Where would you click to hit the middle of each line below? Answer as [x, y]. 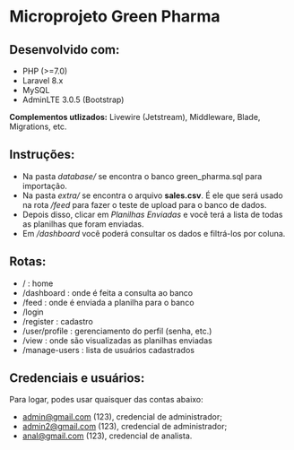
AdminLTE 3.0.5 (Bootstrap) [73, 100]
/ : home [38, 283]
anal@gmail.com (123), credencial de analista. [107, 436]
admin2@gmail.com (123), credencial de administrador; [125, 427]
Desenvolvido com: [65, 50]
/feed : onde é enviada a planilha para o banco [108, 302]
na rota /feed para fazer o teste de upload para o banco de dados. [144, 204]
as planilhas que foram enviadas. [83, 224]
